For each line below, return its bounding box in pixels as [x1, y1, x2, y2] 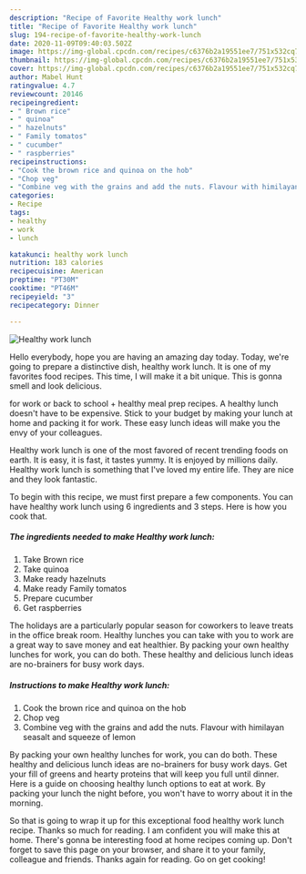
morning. [9, 798, 44, 808]
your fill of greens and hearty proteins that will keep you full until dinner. [9, 768, 280, 779]
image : [9, 47, 35, 56]
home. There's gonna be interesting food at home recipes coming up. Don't [9, 835, 293, 846]
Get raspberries [22, 603, 82, 614]
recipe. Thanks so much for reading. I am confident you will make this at [9, 825, 280, 836]
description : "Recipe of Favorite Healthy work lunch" [9, 13, 222, 23]
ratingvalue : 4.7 [9, 81, 76, 90]
